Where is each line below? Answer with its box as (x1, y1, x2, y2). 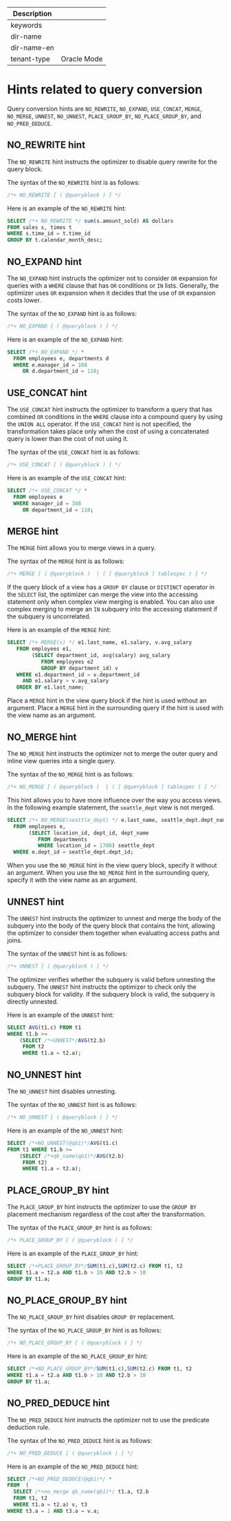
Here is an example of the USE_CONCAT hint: (7, 474, 126, 482)
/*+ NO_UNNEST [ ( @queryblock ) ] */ (7, 1114, 118, 1121)
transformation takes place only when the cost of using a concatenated (7, 427, 210, 435)
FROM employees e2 (41, 658, 94, 665)
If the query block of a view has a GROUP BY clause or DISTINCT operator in (7, 583, 215, 591)
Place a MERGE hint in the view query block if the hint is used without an (7, 696, 207, 705)
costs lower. (7, 296, 41, 304)
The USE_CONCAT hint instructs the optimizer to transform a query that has (7, 405, 212, 413)
